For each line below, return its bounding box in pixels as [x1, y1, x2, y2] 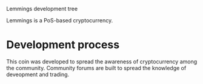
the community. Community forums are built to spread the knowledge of [6, 64, 187, 71]
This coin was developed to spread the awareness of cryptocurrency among [6, 57, 198, 65]
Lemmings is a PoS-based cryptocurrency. [6, 17, 113, 24]
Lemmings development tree [6, 5, 78, 12]
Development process [6, 38, 120, 52]
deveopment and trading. [6, 71, 70, 78]
